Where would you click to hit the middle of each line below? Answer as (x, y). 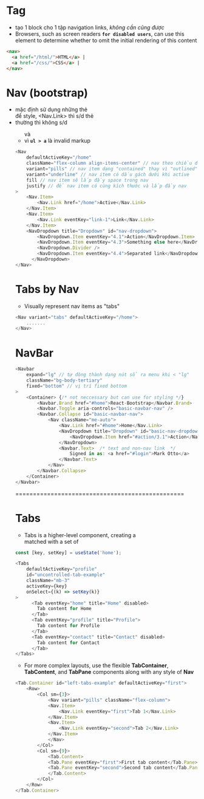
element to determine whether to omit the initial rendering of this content (106, 40)
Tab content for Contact (69, 643)
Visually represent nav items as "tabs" (72, 306)
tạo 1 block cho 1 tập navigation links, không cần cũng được (90, 27)
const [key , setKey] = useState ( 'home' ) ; (68, 553)
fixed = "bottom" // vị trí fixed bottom (77, 386)
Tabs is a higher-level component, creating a (80, 535)
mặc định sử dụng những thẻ (51, 109)
